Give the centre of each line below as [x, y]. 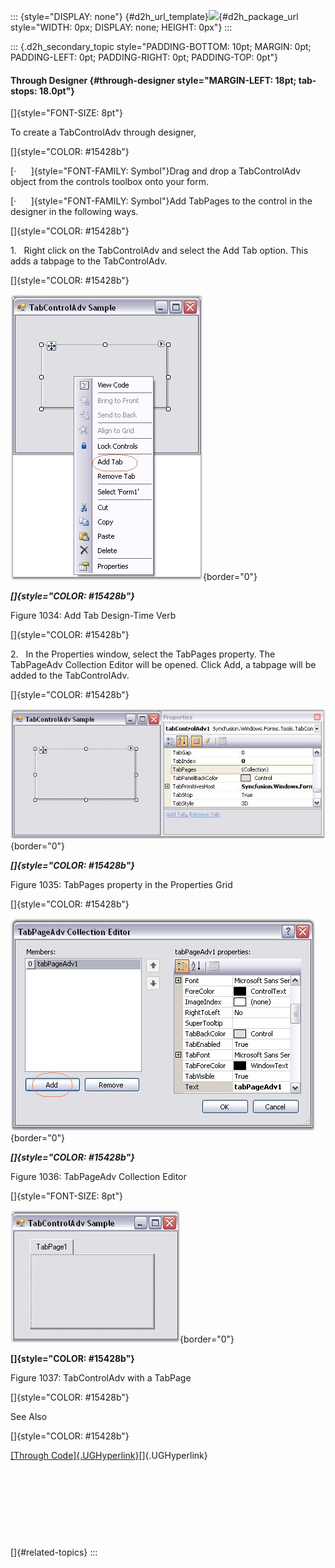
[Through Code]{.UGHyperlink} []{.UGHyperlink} [109, 1456]
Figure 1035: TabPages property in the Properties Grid [121, 885]
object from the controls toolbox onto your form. [109, 182]
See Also [29, 1417]
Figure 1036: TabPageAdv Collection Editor [98, 1177]
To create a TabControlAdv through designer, [103, 132]
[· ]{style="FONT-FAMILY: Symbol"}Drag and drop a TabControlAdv [156, 171]
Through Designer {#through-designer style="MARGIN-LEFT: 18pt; [153, 80]
